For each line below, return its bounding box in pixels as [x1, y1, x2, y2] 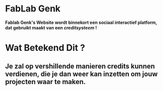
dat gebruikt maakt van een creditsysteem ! [5, 24, 97, 30]
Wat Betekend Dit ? [5, 42, 85, 54]
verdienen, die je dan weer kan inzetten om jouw [5, 70, 158, 78]
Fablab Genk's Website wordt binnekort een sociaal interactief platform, [5, 19, 158, 25]
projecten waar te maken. [5, 78, 86, 86]
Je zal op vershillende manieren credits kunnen [5, 62, 155, 70]
